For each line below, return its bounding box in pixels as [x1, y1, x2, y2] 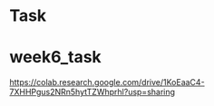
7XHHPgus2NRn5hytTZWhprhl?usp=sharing [9, 87, 175, 98]
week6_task [9, 47, 102, 68]
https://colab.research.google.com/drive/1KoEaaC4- [9, 77, 206, 88]
